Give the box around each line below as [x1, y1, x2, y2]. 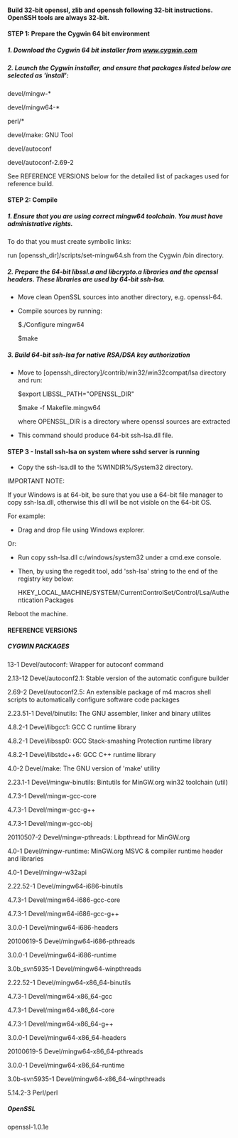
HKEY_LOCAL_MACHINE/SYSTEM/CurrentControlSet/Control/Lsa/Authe [17, 589, 229, 597]
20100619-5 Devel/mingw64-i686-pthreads [7, 937, 136, 945]
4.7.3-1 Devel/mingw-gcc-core [7, 791, 97, 800]
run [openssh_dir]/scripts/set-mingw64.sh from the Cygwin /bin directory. [7, 251, 224, 259]
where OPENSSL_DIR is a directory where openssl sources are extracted [17, 417, 231, 426]
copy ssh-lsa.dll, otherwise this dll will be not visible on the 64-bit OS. [7, 498, 212, 507]
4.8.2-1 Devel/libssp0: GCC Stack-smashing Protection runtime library [7, 736, 212, 745]
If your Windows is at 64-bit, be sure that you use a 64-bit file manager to [7, 490, 224, 499]
